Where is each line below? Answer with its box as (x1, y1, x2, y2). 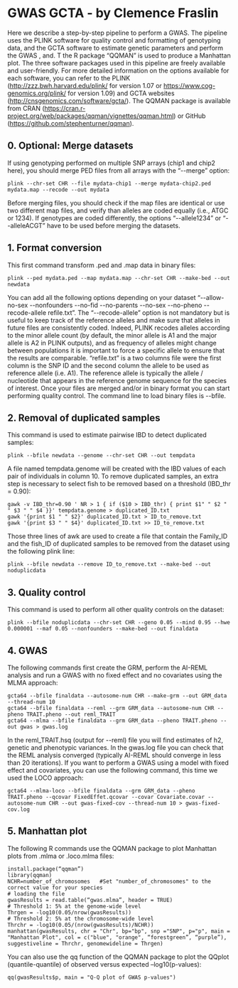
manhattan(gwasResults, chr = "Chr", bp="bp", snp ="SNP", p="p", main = (7, 928, 231, 935)
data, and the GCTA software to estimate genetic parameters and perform (7, 43, 224, 52)
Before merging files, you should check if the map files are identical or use (7, 198, 225, 207)
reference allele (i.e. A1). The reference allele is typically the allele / (7, 368, 204, 377)
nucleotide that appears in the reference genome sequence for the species (7, 376, 227, 385)
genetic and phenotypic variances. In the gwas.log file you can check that (7, 743, 224, 751)
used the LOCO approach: (7, 773, 84, 782)
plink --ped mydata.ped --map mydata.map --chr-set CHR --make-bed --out (7, 274, 231, 281)
